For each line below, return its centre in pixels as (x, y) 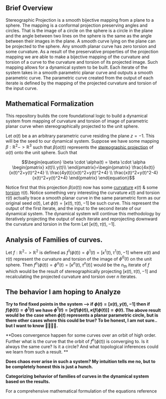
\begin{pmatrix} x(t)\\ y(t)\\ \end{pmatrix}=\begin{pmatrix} (71, 167)
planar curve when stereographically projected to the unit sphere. (72, 126)
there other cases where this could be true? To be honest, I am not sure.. (82, 320)
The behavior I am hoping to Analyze (63, 292)
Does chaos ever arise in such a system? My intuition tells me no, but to (81, 361)
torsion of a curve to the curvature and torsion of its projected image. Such (82, 62)
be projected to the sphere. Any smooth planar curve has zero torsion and (81, 46)
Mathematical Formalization (50, 104)
